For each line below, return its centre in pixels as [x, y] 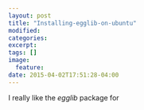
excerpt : [23, 45]
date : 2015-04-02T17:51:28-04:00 [64, 75]
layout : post [30, 16]
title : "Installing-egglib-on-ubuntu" [72, 23]
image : [19, 61]
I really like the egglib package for [64, 97]
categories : [28, 38]
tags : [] [23, 53]
